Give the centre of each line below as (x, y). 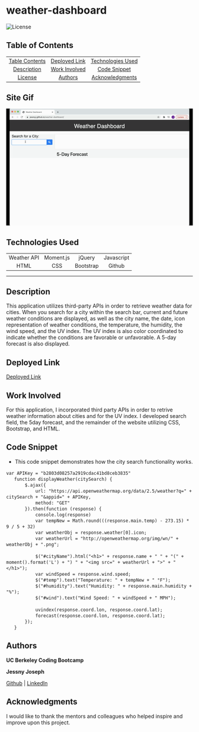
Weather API (24, 257)
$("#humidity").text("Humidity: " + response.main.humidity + (114, 586)
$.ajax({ (35, 485)
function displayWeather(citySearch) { (63, 479)
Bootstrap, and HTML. (33, 429)
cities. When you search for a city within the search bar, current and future (97, 312)
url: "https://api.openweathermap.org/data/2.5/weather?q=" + (114, 491)
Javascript (116, 257)
